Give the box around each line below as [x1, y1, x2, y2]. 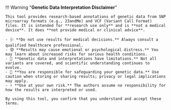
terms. [5, 101, 19, 106]
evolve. [5, 65, 22, 70]
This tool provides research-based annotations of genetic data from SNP [5, 14, 166, 19]
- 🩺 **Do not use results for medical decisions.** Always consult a [5, 37, 159, 42]
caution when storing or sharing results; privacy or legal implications [5, 74, 166, 79]
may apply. [5, 78, 29, 84]
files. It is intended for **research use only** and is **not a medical [5, 23, 166, 28]
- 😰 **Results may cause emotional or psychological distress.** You [5, 47, 159, 52]
